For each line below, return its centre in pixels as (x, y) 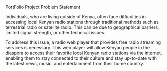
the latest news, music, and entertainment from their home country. (75, 63)
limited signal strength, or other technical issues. (55, 33)
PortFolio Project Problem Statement (43, 7)
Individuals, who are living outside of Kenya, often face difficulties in (76, 17)
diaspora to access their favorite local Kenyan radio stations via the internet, (84, 53)
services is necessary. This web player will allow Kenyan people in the (78, 47)
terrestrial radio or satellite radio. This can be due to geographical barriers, (82, 27)
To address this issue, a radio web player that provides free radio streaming (83, 42)
